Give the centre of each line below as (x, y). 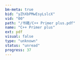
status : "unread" (23, 45)
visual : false (19, 37)
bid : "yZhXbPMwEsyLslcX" (30, 14)
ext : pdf (14, 32)
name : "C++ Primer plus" (30, 28)
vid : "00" (15, 18)
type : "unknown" (21, 41)
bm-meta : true (19, 9)
